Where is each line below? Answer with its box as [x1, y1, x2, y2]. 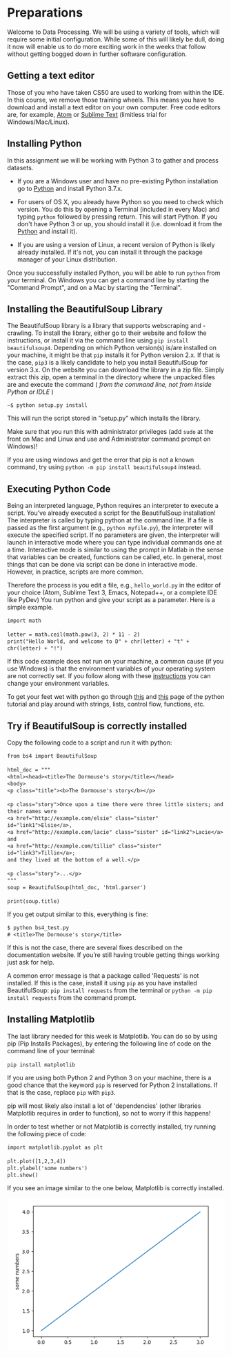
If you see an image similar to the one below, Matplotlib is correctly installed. [7, 1183, 225, 1192]
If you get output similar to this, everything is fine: [7, 910, 148, 918]
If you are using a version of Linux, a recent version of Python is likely [17, 240, 215, 248]
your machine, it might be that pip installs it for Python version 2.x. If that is [7, 351, 221, 359]
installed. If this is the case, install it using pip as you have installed [7, 979, 198, 987]
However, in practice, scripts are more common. [7, 567, 144, 576]
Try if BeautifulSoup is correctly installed [7, 720, 188, 731]
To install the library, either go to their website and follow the [34, 329, 207, 337]
